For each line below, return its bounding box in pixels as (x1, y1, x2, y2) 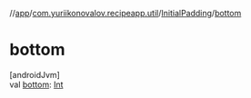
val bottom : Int (9, 79, 64, 90)
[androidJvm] (9, 69, 61, 80)
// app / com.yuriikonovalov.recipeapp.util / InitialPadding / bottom (9, 8, 242, 18)
